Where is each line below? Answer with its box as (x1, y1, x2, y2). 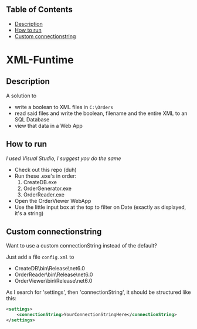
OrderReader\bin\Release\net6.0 (14, 271, 93, 278)
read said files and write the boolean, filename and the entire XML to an (14, 110, 188, 117)
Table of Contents (6, 5, 73, 15)
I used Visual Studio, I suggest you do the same (6, 155, 121, 162)
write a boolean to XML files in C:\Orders (14, 103, 113, 110)
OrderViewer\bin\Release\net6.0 (14, 277, 93, 284)
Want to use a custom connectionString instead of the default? (6, 242, 157, 249)
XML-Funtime (6, 53, 74, 66)
